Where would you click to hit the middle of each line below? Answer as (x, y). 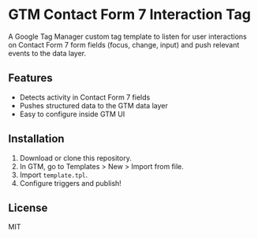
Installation (36, 139)
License (28, 208)
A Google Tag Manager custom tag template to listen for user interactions (127, 36)
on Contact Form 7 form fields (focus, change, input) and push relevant (124, 44)
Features (30, 78)
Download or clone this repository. (75, 158)
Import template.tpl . (54, 175)
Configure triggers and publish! (71, 183)
